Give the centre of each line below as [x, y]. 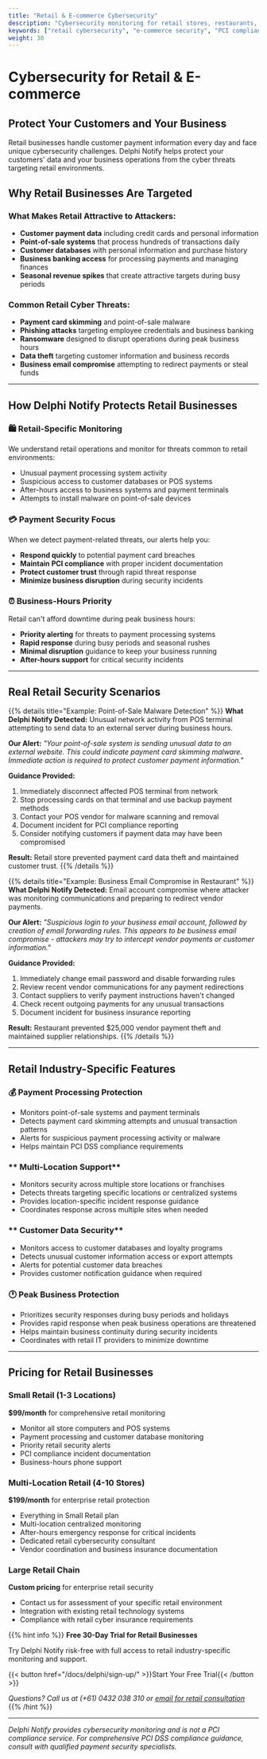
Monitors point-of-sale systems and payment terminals [110, 1113]
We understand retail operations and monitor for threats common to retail [128, 449]
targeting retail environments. [56, 168]
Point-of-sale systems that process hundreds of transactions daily [130, 241]
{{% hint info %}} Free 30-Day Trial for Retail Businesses [103, 1635]
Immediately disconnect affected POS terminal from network [119, 791]
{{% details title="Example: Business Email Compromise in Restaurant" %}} [131, 881]
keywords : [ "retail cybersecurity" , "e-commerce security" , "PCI [118, 30]
